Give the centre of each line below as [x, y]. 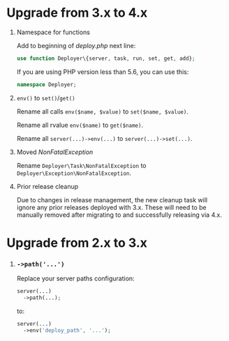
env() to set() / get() [46, 98]
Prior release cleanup [47, 186]
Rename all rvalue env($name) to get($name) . [80, 125]
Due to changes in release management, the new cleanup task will [112, 199]
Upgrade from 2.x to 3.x [77, 243]
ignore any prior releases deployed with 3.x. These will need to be [111, 207]
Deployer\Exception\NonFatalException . [74, 173]
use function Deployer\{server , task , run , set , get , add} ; [106, 58]
